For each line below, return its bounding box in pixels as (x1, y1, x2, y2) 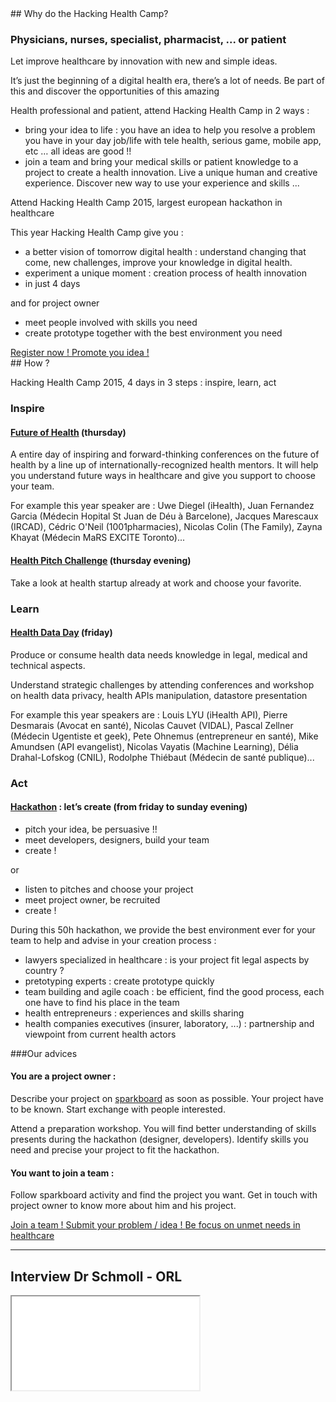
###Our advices (10, 1047, 78, 1059)
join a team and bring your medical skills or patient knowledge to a (24, 156, 299, 168)
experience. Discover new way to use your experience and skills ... (24, 177, 300, 189)
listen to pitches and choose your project (24, 883, 194, 895)
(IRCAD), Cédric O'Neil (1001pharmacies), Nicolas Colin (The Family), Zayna (10, 521, 323, 533)
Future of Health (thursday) (10, 426, 127, 438)
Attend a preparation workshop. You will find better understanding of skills (10, 1123, 317, 1135)
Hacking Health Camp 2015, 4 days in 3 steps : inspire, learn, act (10, 377, 277, 389)
